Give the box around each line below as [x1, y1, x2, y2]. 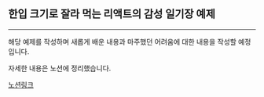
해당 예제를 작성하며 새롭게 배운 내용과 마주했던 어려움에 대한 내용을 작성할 [8, 37, 237, 46]
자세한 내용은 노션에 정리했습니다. [8, 63, 112, 73]
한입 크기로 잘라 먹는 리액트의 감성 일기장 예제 [8, 7, 216, 21]
